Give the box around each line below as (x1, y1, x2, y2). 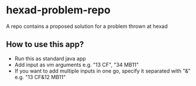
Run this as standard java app (14, 55, 86, 62)
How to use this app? (6, 40, 84, 49)
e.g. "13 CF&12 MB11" (14, 73, 66, 80)
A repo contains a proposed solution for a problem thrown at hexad (6, 23, 168, 30)
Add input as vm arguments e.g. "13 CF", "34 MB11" (14, 61, 139, 68)
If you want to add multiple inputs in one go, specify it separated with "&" (14, 67, 191, 74)
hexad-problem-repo (6, 3, 111, 17)
